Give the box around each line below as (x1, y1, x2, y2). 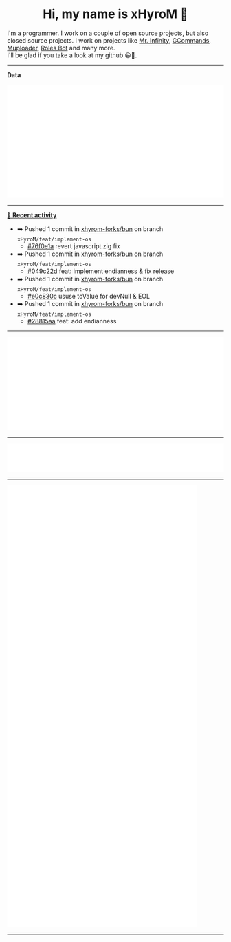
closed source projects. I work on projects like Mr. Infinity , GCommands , (7, 36, 212, 44)
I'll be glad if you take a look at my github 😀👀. (7, 51, 137, 59)
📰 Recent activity (7, 211, 57, 219)
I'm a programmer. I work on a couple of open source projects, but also (7, 29, 209, 37)
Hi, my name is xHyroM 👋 (43, 6, 188, 22)
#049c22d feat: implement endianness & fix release (27, 267, 175, 275)
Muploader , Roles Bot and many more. (7, 43, 115, 52)
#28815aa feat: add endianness (27, 317, 117, 325)
